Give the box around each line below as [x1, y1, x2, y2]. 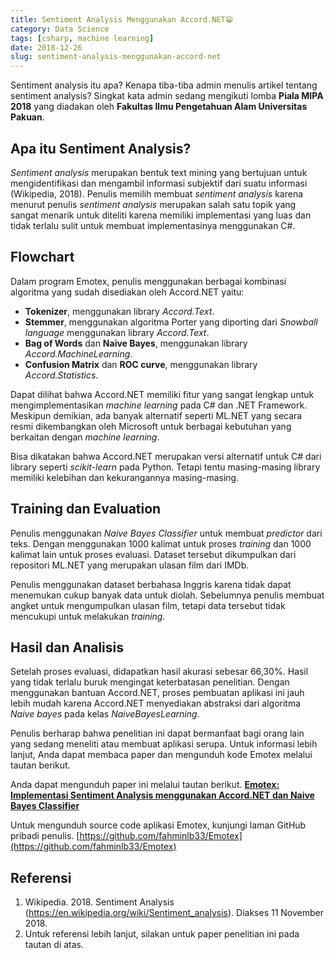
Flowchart [10, 249, 75, 266]
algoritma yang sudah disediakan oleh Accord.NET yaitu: [10, 286, 245, 298]
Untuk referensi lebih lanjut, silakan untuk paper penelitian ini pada [24, 928, 300, 940]
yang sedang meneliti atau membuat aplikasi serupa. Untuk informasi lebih [10, 738, 318, 750]
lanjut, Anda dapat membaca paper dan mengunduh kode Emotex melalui [10, 749, 313, 761]
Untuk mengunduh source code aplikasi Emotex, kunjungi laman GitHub [10, 819, 307, 831]
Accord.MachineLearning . [24, 347, 133, 360]
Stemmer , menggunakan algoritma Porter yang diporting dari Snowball [24, 316, 318, 328]
